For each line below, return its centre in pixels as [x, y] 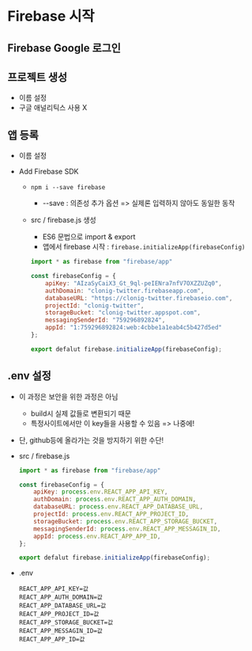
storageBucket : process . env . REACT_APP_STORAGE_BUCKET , [126, 521]
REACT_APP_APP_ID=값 [52, 640]
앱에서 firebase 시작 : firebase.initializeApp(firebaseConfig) [144, 247]
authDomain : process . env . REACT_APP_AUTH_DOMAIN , [115, 500]
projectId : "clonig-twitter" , [95, 306]
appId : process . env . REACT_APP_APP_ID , [97, 536]
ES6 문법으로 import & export [89, 237]
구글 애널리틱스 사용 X [53, 108]
